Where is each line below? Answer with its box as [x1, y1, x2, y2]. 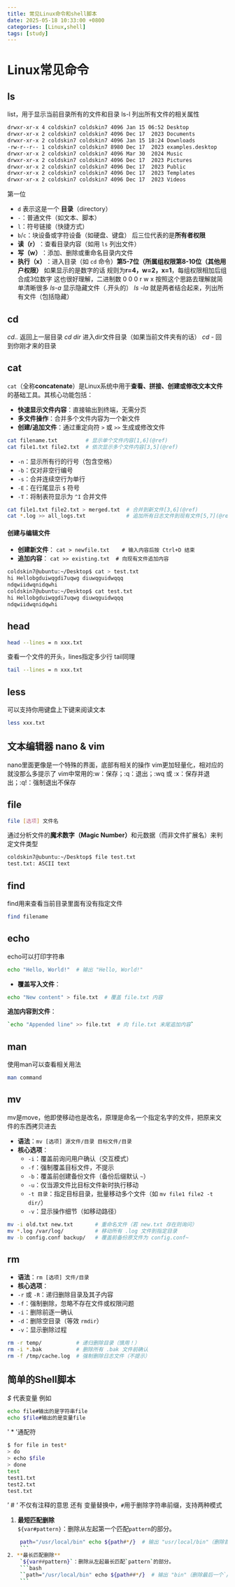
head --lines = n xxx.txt [7, 639, 83, 646]
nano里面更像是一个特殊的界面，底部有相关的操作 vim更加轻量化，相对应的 [7, 761, 224, 769]
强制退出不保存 [32, 778, 76, 786]
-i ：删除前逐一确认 [17, 1308, 73, 1316]
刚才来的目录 [19, 341, 57, 349]
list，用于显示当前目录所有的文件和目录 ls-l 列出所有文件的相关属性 [7, 110, 200, 119]
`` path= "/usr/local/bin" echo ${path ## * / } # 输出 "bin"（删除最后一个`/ [20, 1571, 229, 1579]
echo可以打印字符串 [7, 952, 65, 960]
